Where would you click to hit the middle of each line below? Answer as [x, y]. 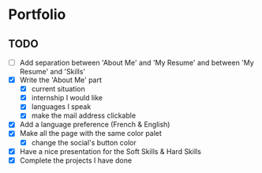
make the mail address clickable [84, 115]
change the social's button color [84, 142]
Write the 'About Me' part [61, 80]
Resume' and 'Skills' [52, 72]
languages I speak [61, 107]
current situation [58, 89]
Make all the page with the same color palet [90, 134]
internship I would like [67, 98]
